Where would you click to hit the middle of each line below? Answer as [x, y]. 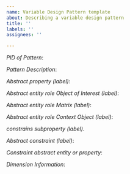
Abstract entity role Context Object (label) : [60, 117]
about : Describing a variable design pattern [65, 18]
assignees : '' [24, 35]
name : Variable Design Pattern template [59, 12]
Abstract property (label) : [38, 81]
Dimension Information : [36, 165]
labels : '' [20, 29]
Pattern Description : [31, 70]
